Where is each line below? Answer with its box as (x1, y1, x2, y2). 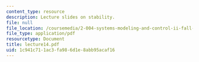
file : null (6, 19, 33, 25)
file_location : (6, 25, 44, 31)
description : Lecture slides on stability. (6, 14, 115, 20)
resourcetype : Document (6, 36, 65, 42)
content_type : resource (6, 8, 65, 15)
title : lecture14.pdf (6, 42, 60, 48)
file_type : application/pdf (6, 31, 76, 37)
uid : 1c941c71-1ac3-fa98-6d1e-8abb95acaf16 (6, 47, 115, 53)
